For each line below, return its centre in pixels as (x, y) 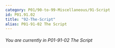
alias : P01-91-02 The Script (36, 24)
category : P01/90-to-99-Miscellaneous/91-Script (58, 10)
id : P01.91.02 (20, 15)
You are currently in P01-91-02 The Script (49, 40)
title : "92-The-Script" (31, 19)
